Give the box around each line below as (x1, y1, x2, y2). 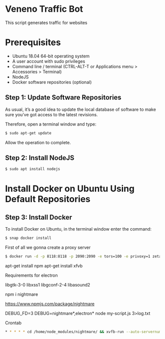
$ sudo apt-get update (5, 130, 52, 135)
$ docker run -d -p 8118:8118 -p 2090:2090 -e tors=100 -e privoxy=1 (5, 254, 151, 259)
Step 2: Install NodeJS (5, 154, 75, 162)
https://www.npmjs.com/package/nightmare (5, 301, 95, 307)
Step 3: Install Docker (5, 213, 72, 221)
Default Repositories (5, 194, 91, 205)
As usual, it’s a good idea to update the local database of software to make (5, 106, 156, 112)
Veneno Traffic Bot (5, 3, 83, 15)
